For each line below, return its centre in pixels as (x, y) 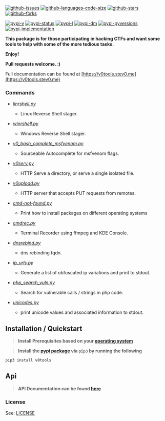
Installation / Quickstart (44, 328)
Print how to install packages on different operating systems (84, 213)
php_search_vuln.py (34, 283)
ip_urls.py (23, 263)
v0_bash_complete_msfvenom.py (48, 144)
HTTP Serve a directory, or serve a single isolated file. (77, 173)
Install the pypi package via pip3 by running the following (80, 351)
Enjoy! (12, 54)
